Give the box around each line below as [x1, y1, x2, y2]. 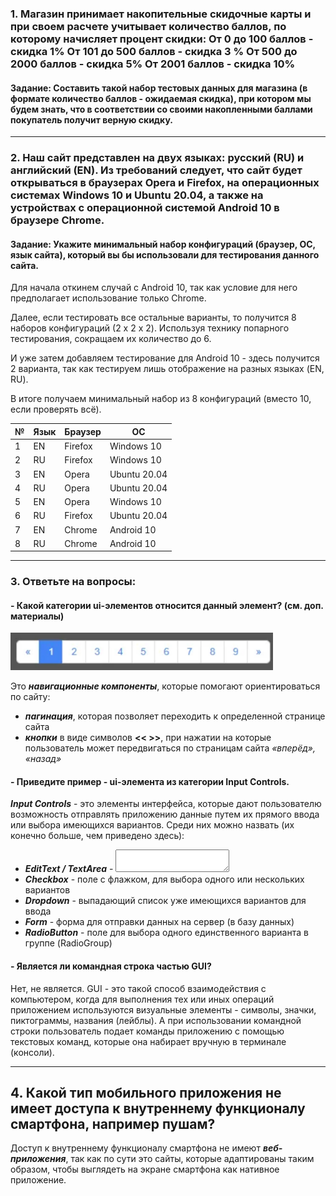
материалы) [10, 610, 65, 622]
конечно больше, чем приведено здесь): [10, 830, 185, 842]
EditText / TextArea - [24, 863, 114, 875]
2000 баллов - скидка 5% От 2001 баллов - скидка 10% [10, 57, 296, 71]
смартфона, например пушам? [10, 1116, 216, 1133]
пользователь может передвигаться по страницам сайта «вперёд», [24, 742, 316, 754]
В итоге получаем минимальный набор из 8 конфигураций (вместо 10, [10, 393, 312, 405]
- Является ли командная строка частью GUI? [10, 960, 212, 972]
